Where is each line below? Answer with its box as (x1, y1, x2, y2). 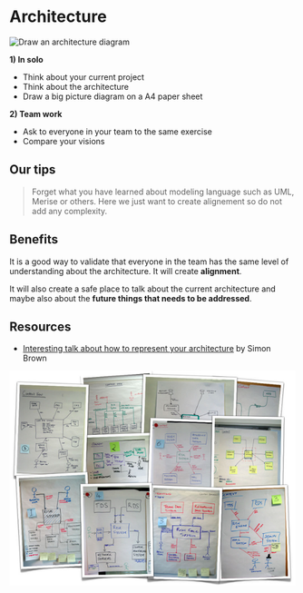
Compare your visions (22, 135, 105, 146)
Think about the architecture (22, 81, 130, 92)
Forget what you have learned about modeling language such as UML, (31, 186, 295, 197)
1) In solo (9, 54, 44, 64)
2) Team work (9, 108, 63, 119)
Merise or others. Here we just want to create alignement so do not (31, 195, 283, 206)
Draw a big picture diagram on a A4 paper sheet (22, 91, 203, 102)
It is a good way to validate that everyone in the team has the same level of (9, 256, 289, 267)
